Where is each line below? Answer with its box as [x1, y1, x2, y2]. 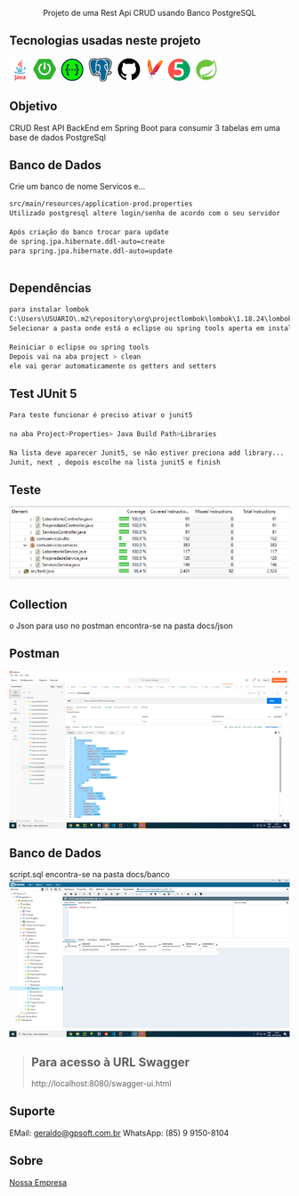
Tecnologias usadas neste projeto [9, 33, 201, 48]
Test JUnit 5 [9, 386, 77, 401]
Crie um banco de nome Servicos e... [9, 182, 146, 192]
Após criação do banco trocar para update [9, 228, 169, 237]
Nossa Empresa [9, 1176, 68, 1187]
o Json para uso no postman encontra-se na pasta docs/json [9, 620, 233, 631]
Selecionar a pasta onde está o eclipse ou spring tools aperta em [9, 324, 265, 333]
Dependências [9, 280, 92, 295]
